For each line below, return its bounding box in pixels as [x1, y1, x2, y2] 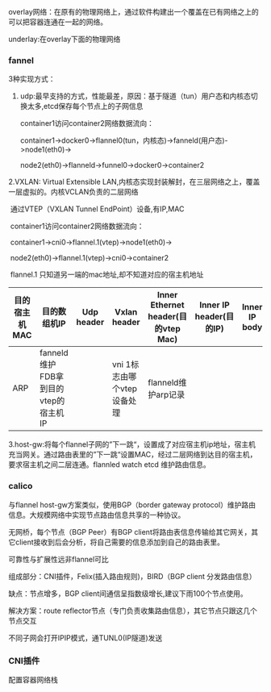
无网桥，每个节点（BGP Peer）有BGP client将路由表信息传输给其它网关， [8, 527, 252, 536]
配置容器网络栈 [8, 674, 58, 684]
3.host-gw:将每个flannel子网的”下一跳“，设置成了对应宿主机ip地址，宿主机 [8, 440, 256, 449]
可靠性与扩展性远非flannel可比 [8, 554, 109, 564]
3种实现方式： [8, 74, 56, 84]
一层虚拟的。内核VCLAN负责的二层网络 [8, 187, 139, 197]
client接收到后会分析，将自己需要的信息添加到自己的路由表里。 [15, 537, 224, 547]
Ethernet [150, 299, 185, 311]
